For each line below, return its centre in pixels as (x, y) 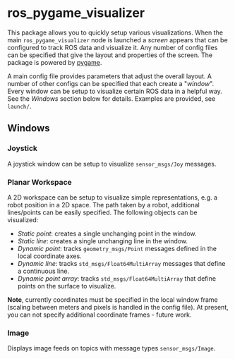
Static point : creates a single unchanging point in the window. (107, 233)
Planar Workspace (40, 182)
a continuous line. (43, 271)
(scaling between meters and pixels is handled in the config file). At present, (118, 307)
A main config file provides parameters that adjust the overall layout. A (109, 76)
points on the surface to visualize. (67, 286)
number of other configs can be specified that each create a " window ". (111, 83)
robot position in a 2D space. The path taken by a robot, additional (103, 205)
